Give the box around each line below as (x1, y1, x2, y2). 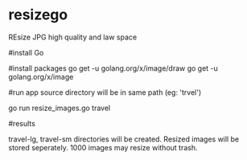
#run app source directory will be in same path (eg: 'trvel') (8, 87, 202, 97)
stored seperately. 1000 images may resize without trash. (8, 142, 199, 152)
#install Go (8, 47, 44, 57)
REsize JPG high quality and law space (8, 32, 138, 42)
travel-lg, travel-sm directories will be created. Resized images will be (8, 134, 240, 144)
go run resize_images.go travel (8, 103, 111, 113)
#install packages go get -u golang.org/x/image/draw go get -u (8, 63, 219, 73)
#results (8, 118, 36, 128)
